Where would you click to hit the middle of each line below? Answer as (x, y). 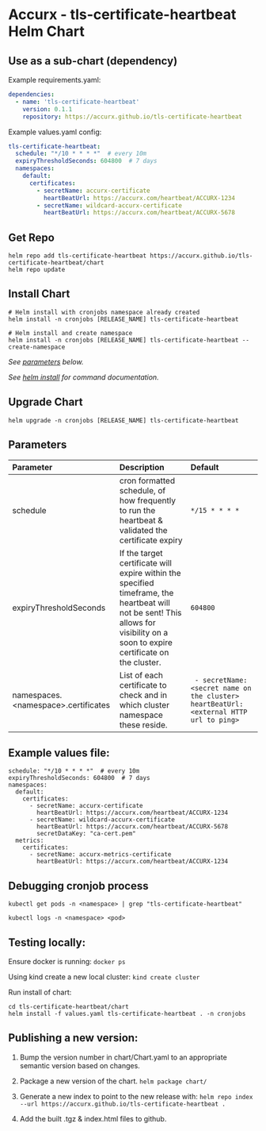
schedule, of (142, 490)
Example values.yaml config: (55, 132)
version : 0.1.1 (47, 109)
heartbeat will (144, 603)
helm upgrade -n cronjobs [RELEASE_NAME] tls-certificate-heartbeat (123, 420)
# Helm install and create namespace (70, 333)
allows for (137, 623)
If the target (141, 553)
